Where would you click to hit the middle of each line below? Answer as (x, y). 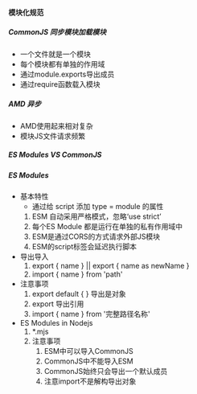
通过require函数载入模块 (60, 84)
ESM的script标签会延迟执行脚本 (84, 246)
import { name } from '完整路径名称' (91, 314)
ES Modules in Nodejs (56, 322)
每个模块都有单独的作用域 (62, 64)
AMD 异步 (25, 104)
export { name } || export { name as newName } (111, 265)
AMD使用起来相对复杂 (57, 125)
